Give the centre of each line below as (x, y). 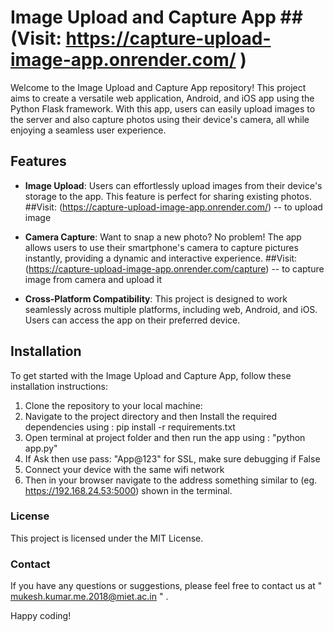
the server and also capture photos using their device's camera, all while (160, 119)
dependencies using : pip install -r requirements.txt (130, 427)
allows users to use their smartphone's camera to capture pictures (161, 247)
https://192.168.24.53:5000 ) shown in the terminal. (128, 490)
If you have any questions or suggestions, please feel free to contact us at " (166, 586)
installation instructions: (59, 386)
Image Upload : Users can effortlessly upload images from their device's (173, 185)
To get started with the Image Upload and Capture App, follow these (151, 375)
